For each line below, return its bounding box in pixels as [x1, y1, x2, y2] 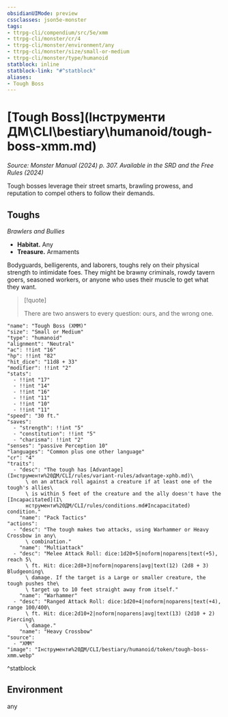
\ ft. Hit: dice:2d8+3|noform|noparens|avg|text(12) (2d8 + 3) [25, 562, 210, 569]
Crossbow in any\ [7, 532, 57, 539]
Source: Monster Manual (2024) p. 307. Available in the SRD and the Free [7, 162, 214, 170]
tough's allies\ [7, 484, 53, 491]
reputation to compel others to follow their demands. [7, 189, 155, 197]
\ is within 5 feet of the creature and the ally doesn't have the [25, 490, 222, 497]
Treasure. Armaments [16, 248, 80, 255]
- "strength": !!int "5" [13, 425, 84, 431]
